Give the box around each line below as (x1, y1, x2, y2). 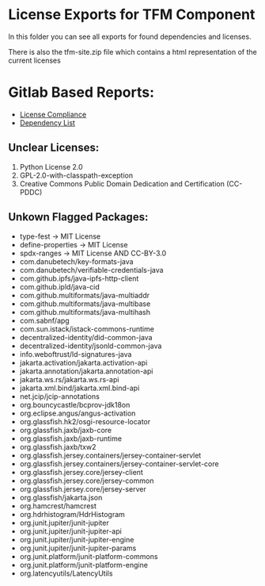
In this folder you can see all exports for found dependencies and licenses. (8, 32, 252, 41)
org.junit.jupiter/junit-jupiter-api (19, 526, 123, 536)
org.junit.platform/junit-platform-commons (19, 551, 158, 561)
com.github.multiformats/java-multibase (19, 299, 151, 308)
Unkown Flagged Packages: (8, 210, 149, 224)
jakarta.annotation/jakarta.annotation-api (19, 366, 153, 376)
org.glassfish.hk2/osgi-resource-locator (19, 416, 151, 426)
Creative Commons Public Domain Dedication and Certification (19, 178, 225, 188)
